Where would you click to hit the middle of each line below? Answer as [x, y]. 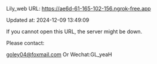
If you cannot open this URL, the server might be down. [74, 31]
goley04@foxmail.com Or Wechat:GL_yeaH [59, 55]
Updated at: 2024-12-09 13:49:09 [48, 20]
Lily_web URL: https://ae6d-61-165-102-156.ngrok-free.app [78, 9]
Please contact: [25, 43]
